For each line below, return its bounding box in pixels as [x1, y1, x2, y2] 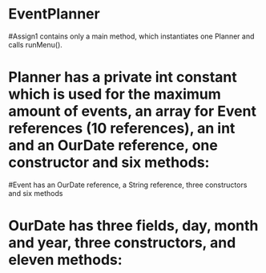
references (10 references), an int [8, 120, 236, 137]
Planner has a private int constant [8, 68, 238, 87]
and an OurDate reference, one [8, 136, 218, 155]
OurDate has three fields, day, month [8, 217, 259, 235]
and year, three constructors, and [8, 234, 236, 252]
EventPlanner [8, 5, 100, 23]
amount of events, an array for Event [8, 102, 256, 120]
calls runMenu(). [8, 39, 62, 49]
